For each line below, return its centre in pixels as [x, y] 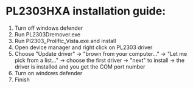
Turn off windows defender [49, 28]
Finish [22, 80]
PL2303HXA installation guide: [86, 11]
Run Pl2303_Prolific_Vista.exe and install [65, 41]
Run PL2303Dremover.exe [47, 34]
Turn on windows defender [48, 73]
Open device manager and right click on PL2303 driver [83, 47]
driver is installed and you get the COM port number [80, 66]
